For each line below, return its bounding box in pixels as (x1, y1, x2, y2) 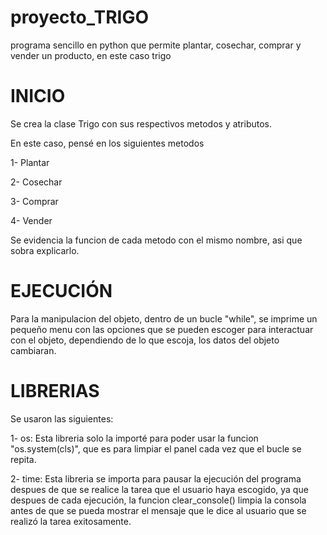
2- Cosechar (10, 176, 63, 188)
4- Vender (10, 214, 53, 226)
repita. (10, 453, 37, 465)
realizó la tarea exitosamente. (10, 515, 132, 527)
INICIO (10, 85, 66, 108)
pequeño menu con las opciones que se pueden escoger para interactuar (10, 323, 314, 335)
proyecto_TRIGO (10, 6, 149, 29)
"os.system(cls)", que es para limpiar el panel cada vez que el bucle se (10, 442, 302, 455)
